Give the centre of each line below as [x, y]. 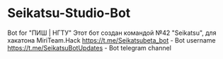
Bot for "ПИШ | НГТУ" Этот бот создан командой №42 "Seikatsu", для [112, 33]
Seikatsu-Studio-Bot [69, 13]
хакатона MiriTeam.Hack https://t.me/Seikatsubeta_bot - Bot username [111, 40]
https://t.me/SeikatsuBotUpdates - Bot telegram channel [90, 48]
